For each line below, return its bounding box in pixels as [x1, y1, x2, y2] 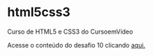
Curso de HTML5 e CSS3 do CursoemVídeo [7, 27, 133, 36]
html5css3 [7, 4, 71, 20]
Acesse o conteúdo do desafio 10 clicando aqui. [7, 41, 145, 49]
